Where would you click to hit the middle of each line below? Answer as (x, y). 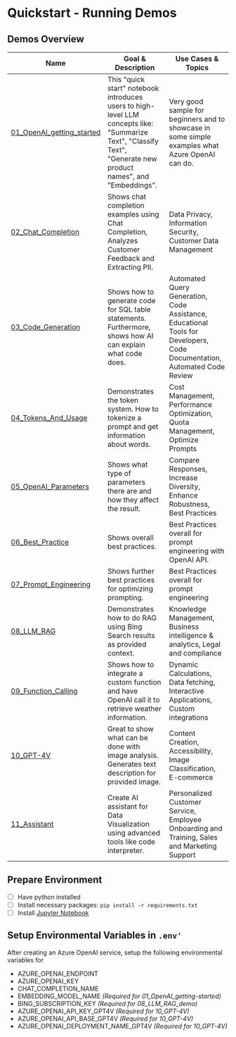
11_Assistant (32, 824)
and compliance (196, 653)
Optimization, (191, 413)
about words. (129, 444)
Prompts (183, 449)
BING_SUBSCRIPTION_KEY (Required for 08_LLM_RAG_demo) (107, 1003)
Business (184, 627)
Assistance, (188, 314)
